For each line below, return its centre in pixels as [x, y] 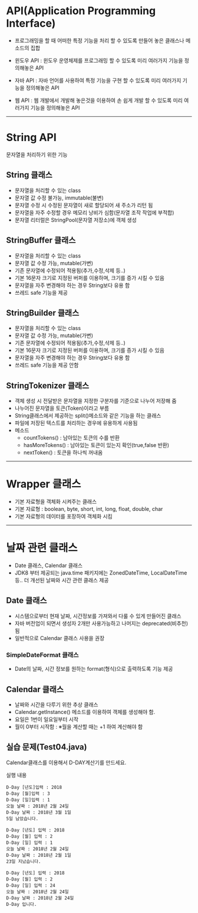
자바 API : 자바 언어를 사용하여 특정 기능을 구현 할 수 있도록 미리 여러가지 [98, 80]
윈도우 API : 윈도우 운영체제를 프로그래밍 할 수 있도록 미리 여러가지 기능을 [99, 60]
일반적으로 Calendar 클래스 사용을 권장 [60, 638]
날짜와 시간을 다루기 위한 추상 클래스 [56, 705]
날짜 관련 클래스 [42, 548]
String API [32, 138]
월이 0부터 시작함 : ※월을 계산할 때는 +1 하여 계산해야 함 [79, 726]
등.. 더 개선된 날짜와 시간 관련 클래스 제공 [62, 580]
